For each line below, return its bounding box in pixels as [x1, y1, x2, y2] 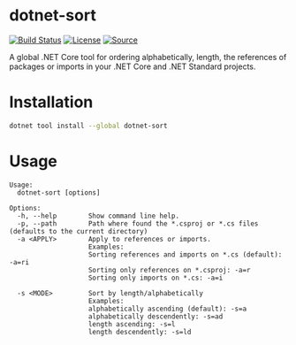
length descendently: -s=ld [87, 327, 192, 336]
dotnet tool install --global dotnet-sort [9, 121, 168, 130]
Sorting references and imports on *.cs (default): [87, 249, 283, 259]
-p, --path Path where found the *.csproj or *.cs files [17, 218, 259, 228]
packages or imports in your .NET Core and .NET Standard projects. [9, 61, 256, 72]
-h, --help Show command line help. [17, 211, 179, 220]
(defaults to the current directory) [9, 226, 148, 235]
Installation [9, 92, 94, 112]
